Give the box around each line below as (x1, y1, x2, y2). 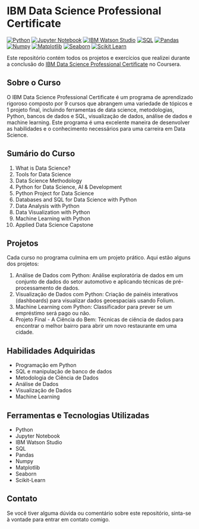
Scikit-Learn (15, 477, 46, 483)
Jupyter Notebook (15, 432, 60, 439)
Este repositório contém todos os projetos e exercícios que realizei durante (7, 54, 191, 61)
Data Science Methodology (15, 177, 83, 184)
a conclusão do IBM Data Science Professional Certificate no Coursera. (7, 61, 182, 68)
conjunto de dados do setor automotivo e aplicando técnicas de (15, 278, 172, 286)
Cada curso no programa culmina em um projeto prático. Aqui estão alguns (7, 254, 191, 261)
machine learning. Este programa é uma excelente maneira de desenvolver (7, 119, 190, 126)
